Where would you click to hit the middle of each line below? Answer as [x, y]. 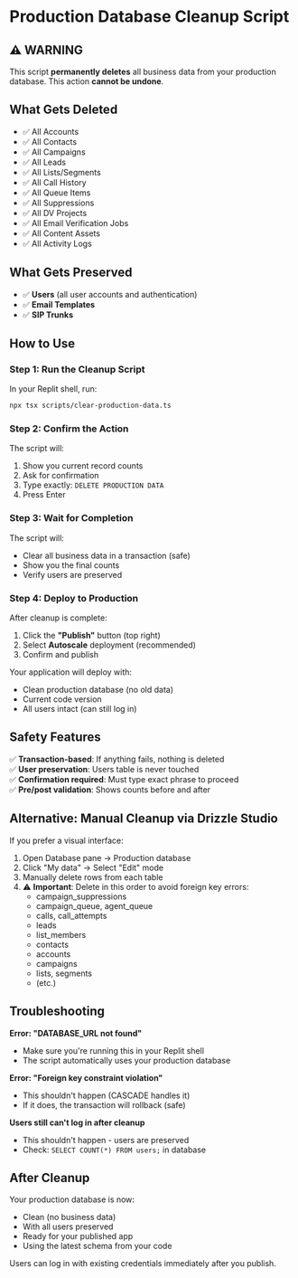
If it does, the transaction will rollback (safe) [104, 1104]
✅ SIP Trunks [48, 315]
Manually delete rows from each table [93, 877]
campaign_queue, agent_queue [94, 905]
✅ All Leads [44, 162]
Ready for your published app [78, 1236]
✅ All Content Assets [61, 233]
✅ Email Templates [59, 304]
